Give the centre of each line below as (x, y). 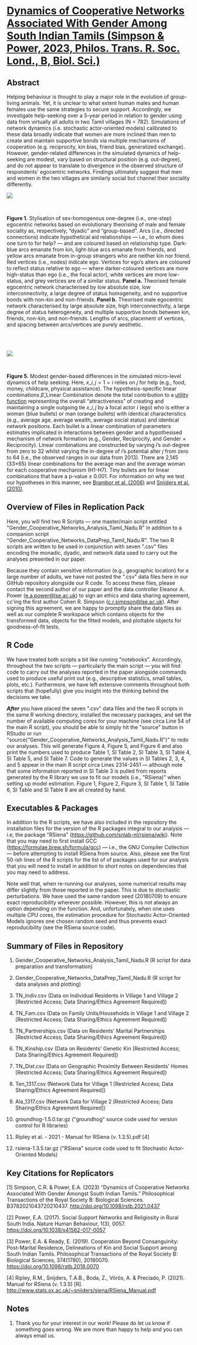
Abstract (23, 83)
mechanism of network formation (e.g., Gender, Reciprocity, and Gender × (96, 439)
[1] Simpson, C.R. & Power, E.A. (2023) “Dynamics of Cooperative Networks (98, 1187)
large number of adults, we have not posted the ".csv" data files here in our (97, 577)
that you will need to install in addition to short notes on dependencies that (97, 866)
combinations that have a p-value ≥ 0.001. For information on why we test (96, 476)
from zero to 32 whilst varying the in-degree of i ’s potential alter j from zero (98, 451)
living (13, 103)
